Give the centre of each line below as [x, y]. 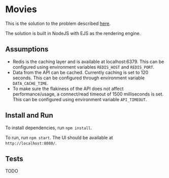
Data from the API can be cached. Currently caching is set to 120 [80, 72]
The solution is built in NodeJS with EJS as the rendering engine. [73, 33]
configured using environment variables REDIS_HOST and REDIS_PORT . [83, 67]
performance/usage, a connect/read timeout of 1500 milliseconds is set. [88, 94]
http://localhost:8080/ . [31, 143]
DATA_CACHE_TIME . [30, 83]
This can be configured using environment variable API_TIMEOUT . [80, 99]
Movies [21, 9]
